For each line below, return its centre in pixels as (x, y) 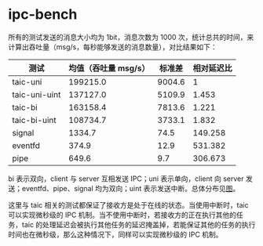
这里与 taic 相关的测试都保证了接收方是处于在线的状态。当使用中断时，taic (128, 204)
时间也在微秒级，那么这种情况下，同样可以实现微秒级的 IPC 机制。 (115, 234)
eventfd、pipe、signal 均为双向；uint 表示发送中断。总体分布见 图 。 (131, 188)
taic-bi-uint (34, 120)
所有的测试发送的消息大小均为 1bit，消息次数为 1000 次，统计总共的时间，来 (131, 37)
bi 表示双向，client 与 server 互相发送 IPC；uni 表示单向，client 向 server (126, 179)
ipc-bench (43, 14)
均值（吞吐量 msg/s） (109, 68)
